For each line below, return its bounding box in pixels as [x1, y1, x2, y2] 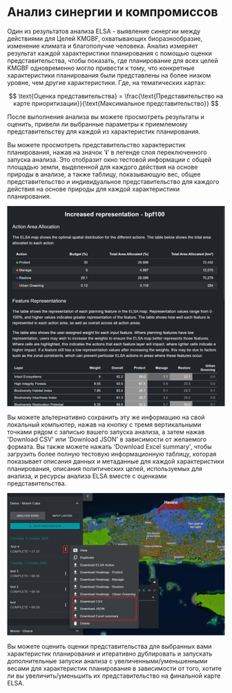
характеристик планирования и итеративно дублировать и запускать [7, 649, 213, 658]
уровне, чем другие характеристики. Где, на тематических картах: [7, 78, 206, 86]
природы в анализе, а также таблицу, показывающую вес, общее [7, 170, 201, 178]
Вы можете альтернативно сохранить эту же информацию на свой [7, 413, 205, 422]
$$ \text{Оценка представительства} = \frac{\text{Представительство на [8, 91, 224, 100]
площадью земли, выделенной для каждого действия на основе [7, 163, 198, 171]
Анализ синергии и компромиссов [7, 4, 219, 20]
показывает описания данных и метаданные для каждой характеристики [7, 457, 224, 465]
